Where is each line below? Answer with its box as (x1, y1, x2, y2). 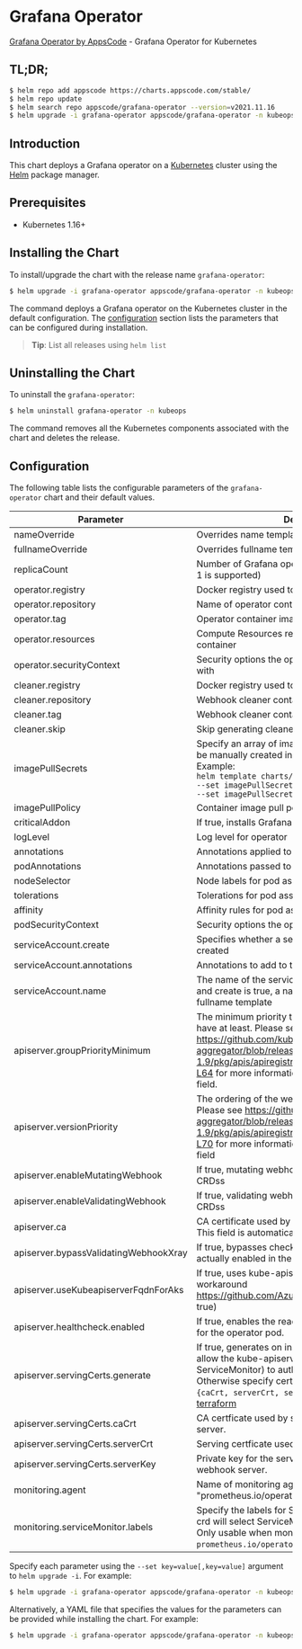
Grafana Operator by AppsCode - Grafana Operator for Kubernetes (9, 36, 258, 47)
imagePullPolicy (13, 802, 81, 815)
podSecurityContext (13, 919, 100, 931)
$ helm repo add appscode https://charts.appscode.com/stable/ (9, 85, 252, 95)
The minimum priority (196, 1011, 288, 1023)
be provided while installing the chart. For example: (9, 1613, 200, 1624)
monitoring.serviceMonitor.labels (13, 1521, 154, 1534)
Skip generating (196, 723, 263, 735)
